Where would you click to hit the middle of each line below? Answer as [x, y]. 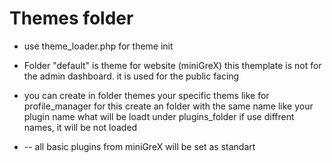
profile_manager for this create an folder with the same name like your [168, 106]
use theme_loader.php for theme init [98, 46]
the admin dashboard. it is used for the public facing [131, 76]
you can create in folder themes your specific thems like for [146, 95]
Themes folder [71, 18]
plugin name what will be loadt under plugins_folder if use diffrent [159, 116]
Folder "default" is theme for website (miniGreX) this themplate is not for [172, 65]
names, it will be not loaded [80, 127]
